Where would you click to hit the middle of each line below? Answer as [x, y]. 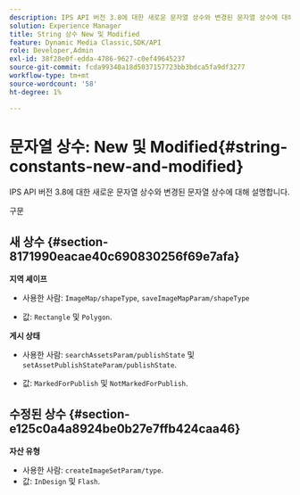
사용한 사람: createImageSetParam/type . [92, 470]
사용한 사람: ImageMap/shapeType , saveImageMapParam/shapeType [136, 298]
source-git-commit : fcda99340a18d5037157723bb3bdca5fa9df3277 [127, 68]
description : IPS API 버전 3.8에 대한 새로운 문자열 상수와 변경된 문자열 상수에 [144, 17]
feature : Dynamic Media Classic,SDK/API [86, 42]
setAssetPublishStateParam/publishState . [99, 365]
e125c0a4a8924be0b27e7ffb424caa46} [125, 429]
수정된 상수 [38, 414]
